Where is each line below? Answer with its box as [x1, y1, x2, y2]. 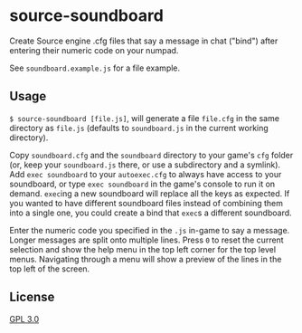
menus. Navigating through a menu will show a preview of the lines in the [9, 253, 282, 264]
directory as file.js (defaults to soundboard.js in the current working [9, 122, 269, 133]
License [9, 290, 55, 305]
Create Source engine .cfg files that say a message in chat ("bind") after [9, 35, 278, 46]
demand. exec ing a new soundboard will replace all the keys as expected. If [9, 187, 290, 199]
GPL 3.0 [9, 313, 40, 324]
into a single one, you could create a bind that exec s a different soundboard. [9, 207, 292, 218]
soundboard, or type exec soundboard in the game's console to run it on [9, 178, 276, 189]
